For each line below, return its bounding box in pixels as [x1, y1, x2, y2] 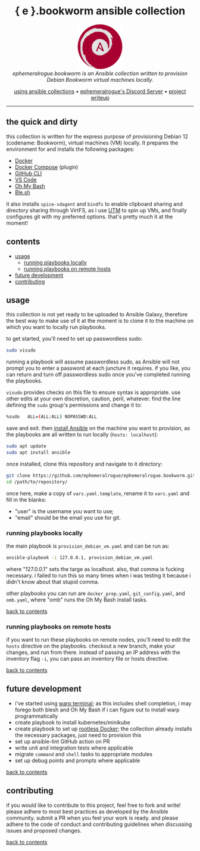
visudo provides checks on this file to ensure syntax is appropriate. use [6, 389, 181, 396]
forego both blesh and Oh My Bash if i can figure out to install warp [14, 706, 180, 713]
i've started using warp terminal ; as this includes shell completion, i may [14, 699, 192, 707]
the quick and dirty [6, 117, 78, 127]
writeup [90, 94, 110, 101]
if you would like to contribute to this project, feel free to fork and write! [6, 801, 181, 809]
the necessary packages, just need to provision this [14, 731, 142, 738]
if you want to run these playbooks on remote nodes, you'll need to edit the [6, 636, 190, 643]
